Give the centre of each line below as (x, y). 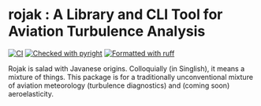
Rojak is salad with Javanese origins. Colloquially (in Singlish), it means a (127, 68)
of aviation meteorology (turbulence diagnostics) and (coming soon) (119, 85)
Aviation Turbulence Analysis (107, 31)
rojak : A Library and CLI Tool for (116, 15)
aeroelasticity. (31, 93)
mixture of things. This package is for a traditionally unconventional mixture (131, 77)
